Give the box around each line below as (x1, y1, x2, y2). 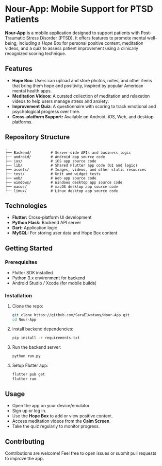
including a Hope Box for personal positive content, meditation (18, 40, 144, 46)
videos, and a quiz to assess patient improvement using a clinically (5, 45, 139, 51)
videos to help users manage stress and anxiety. (12, 98, 109, 104)
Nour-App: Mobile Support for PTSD (5, 3, 154, 15)
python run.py (12, 354, 41, 358)
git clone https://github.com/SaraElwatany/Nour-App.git (12, 313, 130, 318)
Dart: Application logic (12, 225, 57, 231)
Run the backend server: (12, 344, 62, 350)
